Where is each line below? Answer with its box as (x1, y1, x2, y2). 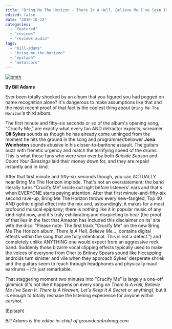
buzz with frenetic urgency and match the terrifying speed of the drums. (5, 147, 158, 154)
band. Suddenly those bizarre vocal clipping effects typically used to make (5, 244, 163, 251)
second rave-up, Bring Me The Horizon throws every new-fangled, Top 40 (5, 195, 162, 201)
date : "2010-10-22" (5, 17, 47, 22)
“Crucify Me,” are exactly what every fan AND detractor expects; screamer (5, 126, 163, 132)
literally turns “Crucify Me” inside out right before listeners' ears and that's (5, 184, 162, 191)
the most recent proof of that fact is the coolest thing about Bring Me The (5, 105, 159, 111)
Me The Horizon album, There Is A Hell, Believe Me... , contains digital (5, 228, 151, 234)
